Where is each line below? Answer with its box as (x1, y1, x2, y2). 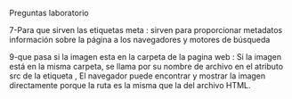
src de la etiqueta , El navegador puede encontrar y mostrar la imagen (9, 70, 266, 81)
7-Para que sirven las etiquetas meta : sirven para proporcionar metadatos (9, 25, 283, 35)
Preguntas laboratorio (9, 8, 89, 18)
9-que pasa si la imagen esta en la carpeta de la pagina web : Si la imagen (9, 52, 282, 62)
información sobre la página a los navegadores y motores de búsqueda (9, 35, 271, 45)
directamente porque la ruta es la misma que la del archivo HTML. (9, 80, 251, 90)
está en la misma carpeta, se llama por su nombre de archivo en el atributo (9, 62, 283, 71)
